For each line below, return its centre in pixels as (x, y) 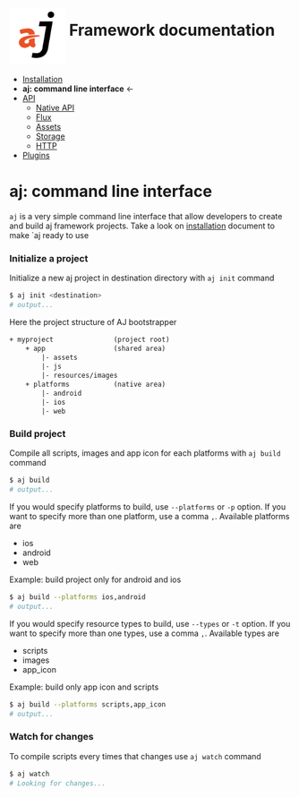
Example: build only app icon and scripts (84, 687)
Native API (55, 107)
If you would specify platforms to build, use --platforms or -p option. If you (148, 506)
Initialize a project (49, 258)
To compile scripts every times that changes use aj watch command (135, 756)
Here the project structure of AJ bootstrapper (93, 321)
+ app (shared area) (96, 348)
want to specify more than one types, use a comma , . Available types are (145, 633)
